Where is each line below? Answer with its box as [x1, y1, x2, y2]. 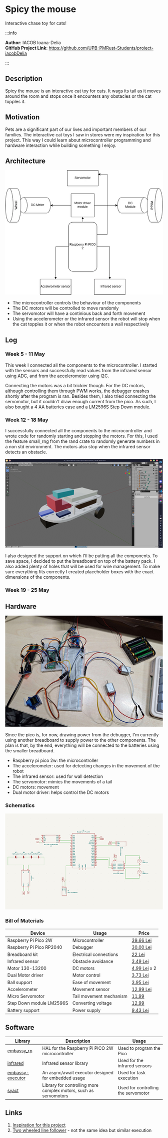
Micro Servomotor [7, 993, 45, 999]
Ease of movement [72, 979, 111, 985]
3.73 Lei [131, 972, 149, 979]
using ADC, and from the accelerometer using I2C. [5, 373, 109, 379]
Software [5, 1023, 34, 1032]
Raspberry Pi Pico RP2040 [7, 944, 62, 950]
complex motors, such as [42, 1087, 94, 1093]
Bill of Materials [5, 917, 44, 924]
